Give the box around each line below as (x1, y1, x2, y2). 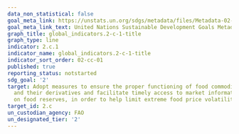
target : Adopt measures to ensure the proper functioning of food (7, 83, 208, 90)
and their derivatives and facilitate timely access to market (14, 89, 205, 96)
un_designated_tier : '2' (7, 116, 81, 123)
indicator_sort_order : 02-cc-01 (7, 57, 103, 64)
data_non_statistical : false (7, 10, 94, 18)
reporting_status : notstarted (7, 69, 97, 77)
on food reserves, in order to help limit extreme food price (14, 96, 202, 104)
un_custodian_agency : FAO (7, 109, 84, 116)
